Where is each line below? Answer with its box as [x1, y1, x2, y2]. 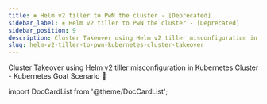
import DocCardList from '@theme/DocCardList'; [8, 87, 168, 96]
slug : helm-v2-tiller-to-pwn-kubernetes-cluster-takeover [8, 41, 204, 49]
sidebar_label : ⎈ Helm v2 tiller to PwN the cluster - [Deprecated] [8, 19, 240, 27]
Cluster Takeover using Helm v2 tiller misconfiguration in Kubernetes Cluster [8, 63, 259, 72]
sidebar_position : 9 [8, 26, 77, 34]
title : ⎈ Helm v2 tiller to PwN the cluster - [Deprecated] [8, 11, 212, 20]
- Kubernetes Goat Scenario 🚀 [8, 71, 107, 81]
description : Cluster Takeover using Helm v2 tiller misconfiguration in [8, 33, 258, 42]
